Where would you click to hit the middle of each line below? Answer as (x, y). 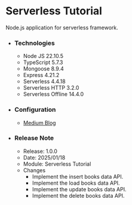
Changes (34, 170)
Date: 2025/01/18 (44, 157)
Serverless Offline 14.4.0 (53, 94)
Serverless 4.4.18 (44, 81)
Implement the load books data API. (76, 183)
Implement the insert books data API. (78, 176)
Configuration (35, 110)
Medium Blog (39, 123)
